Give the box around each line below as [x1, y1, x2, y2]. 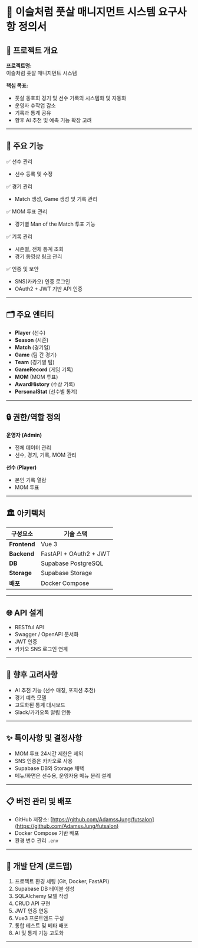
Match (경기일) [14, 343, 51, 351]
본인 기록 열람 [14, 477, 47, 484]
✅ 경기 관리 [6, 183, 33, 190]
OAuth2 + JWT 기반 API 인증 [14, 285, 83, 292]
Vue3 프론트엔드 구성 [14, 914, 64, 922]
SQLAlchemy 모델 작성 [14, 893, 69, 900]
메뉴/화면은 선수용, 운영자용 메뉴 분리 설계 [14, 772, 111, 779]
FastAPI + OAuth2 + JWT [41, 550, 110, 558]
